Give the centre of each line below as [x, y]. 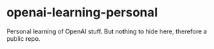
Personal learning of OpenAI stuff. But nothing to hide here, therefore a [107, 31]
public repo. [23, 38]
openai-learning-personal [82, 13]
